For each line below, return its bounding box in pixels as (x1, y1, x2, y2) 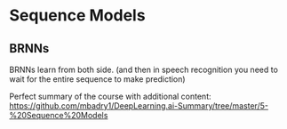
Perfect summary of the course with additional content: (9, 91, 211, 101)
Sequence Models (9, 5, 146, 26)
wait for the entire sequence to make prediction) (9, 74, 186, 85)
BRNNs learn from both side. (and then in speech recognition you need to (9, 64, 278, 75)
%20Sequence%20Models (9, 110, 108, 120)
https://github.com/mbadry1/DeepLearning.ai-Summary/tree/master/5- (9, 101, 269, 111)
